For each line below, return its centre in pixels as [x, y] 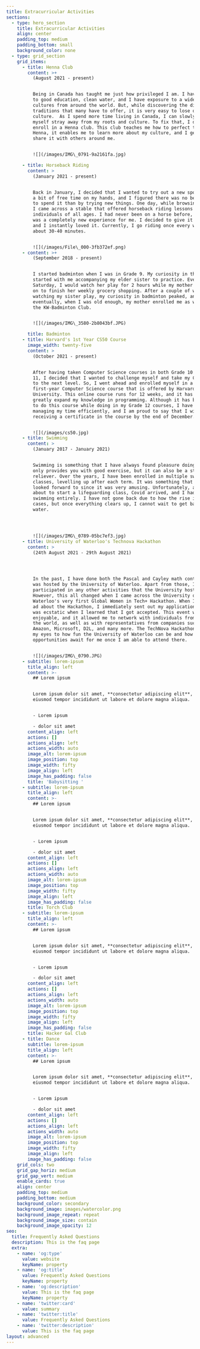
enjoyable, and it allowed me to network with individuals [107, 618]
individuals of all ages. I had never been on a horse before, [113, 215]
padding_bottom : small [45, 45]
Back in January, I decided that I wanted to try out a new [109, 192]
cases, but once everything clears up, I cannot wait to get [110, 504]
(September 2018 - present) [67, 258]
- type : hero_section [38, 23]
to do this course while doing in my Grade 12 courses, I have [113, 405]
